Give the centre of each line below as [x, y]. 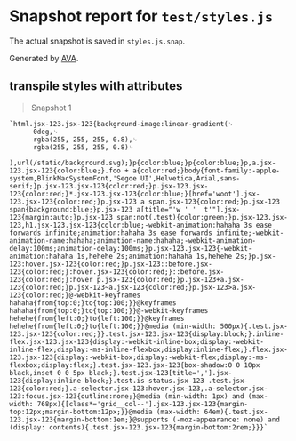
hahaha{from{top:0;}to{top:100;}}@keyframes [93, 303]
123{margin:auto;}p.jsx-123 [61, 217]
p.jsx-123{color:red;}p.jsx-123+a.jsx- [170, 279]
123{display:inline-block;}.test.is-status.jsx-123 [107, 381]
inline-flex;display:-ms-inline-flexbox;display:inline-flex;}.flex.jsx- [149, 349]
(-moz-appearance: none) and [226, 420]
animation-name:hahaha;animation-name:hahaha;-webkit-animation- [132, 241]
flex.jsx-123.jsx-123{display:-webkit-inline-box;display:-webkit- [137, 341]
